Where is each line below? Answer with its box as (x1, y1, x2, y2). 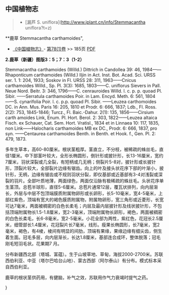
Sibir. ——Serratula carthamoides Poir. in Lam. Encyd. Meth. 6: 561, (5, 93, 144, 99)
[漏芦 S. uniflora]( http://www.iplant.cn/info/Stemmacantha (25, 19, 146, 25)
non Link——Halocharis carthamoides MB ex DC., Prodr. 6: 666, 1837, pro (5, 125, 157, 131)
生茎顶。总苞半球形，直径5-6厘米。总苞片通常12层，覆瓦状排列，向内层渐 (5, 184, 158, 190)
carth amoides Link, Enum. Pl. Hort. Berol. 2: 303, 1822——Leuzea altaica (5, 115, 157, 121)
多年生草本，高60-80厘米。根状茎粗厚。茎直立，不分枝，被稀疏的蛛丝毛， (5, 146, 159, 152)
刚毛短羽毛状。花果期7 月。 (5, 240, 62, 246)
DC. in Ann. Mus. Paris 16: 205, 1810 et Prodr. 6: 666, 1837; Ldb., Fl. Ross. (5, 104, 157, 110)
